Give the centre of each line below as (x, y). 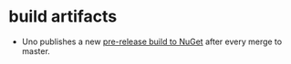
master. (36, 50)
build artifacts (63, 17)
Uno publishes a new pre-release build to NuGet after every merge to (152, 41)
